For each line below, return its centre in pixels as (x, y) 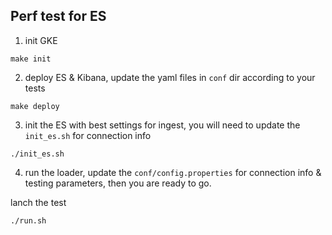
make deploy (35, 106)
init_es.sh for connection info (88, 135)
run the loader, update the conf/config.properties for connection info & (173, 172)
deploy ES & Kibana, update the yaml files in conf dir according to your (170, 77)
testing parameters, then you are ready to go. (118, 183)
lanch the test (38, 202)
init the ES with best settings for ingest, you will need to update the (162, 125)
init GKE (41, 40)
